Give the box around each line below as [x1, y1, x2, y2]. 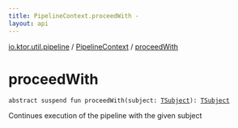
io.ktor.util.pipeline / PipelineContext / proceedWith [8, 41, 179, 51]
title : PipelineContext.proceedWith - [8, 11, 139, 20]
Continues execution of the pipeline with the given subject [8, 111, 202, 121]
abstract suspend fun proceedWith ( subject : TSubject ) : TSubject [8, 96, 230, 105]
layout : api [8, 19, 49, 28]
